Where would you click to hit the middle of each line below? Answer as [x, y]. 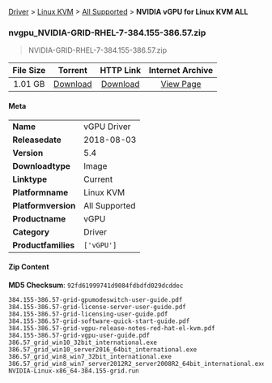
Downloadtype [42, 166]
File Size [29, 71]
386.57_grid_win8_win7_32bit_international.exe [90, 356]
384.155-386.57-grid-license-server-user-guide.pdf [97, 307]
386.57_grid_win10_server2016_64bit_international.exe [103, 349]
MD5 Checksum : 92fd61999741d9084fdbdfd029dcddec [96, 285]
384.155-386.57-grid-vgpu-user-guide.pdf [79, 335]
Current [98, 179]
